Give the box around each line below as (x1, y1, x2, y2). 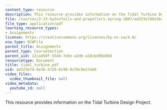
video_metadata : (5, 81, 39, 86)
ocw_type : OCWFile (5, 40, 43, 45)
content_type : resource (5, 7, 55, 12)
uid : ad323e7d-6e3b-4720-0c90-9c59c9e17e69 (5, 67, 97, 72)
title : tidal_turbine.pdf (5, 62, 59, 67)
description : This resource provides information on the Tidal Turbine (5, 12, 157, 17)
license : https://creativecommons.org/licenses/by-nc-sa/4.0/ (5, 35, 137, 40)
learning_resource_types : (5, 26, 59, 31)
